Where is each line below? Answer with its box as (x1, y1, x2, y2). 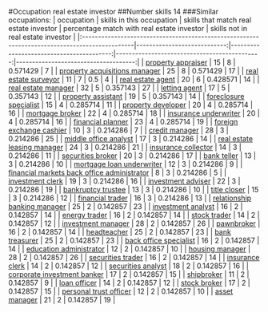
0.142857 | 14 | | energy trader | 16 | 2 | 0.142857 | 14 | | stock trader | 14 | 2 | (8, 211, 260, 219)
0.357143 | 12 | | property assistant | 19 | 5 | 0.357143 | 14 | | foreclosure (8, 92, 246, 101)
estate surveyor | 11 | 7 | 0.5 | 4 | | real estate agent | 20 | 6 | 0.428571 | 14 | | (8, 75, 260, 84)
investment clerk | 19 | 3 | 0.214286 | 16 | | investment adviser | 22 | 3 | (8, 176, 241, 186)
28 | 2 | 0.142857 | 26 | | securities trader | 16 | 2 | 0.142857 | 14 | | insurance (8, 253, 260, 262)
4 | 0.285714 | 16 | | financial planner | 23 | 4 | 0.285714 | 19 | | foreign (8, 117, 238, 126)
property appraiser (145, 57, 208, 67)
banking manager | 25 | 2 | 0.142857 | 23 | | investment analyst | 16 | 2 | (8, 202, 243, 211)
